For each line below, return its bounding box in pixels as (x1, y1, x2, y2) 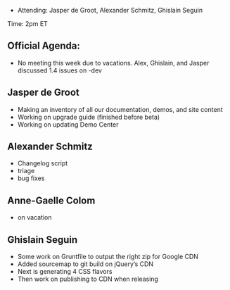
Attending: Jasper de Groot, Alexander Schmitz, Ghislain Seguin (17, 6, 203, 14)
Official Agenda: (7, 40, 81, 52)
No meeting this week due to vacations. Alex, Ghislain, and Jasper (17, 58, 210, 67)
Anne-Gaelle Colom (7, 194, 96, 206)
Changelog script (17, 159, 68, 168)
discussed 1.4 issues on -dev (17, 66, 102, 75)
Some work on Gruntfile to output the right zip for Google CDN (17, 253, 199, 261)
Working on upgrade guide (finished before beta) (17, 113, 160, 121)
